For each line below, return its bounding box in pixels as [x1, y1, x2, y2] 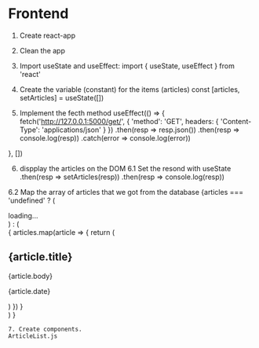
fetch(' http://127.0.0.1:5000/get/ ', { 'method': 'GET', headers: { [19, 116, 219, 126]
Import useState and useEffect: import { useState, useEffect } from [19, 60, 235, 71]
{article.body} [8, 271, 53, 280]
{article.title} [8, 251, 73, 264]
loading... [8, 211, 38, 220]
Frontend [8, 5, 69, 23]
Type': [19, 125, 41, 134]
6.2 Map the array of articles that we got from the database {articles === [8, 187, 244, 196]
